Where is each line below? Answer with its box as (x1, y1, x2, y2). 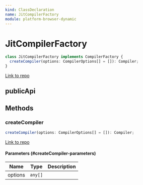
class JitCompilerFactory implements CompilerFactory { (5, 54, 123, 60)
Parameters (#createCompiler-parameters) (5, 150, 96, 157)
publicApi (5, 87, 36, 95)
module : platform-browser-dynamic (5, 16, 77, 21)
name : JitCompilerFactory (5, 12, 59, 17)
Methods (5, 104, 34, 112)
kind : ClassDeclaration (5, 7, 55, 12)
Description (47, 163, 76, 170)
